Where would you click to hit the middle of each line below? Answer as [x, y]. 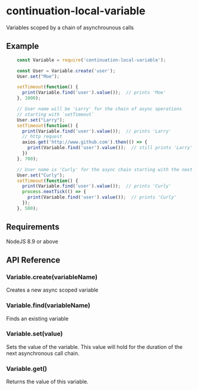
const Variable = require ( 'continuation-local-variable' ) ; [92, 60]
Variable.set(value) [34, 334]
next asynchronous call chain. [43, 353]
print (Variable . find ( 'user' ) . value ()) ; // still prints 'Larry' [110, 148]
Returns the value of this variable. [47, 382]
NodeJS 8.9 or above [32, 241]
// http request [42, 137]
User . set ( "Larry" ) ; [41, 120]
